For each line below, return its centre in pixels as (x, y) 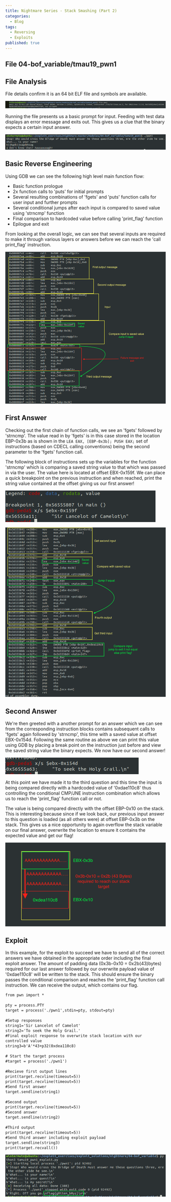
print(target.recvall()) (32, 1148)
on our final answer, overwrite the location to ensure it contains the (76, 830)
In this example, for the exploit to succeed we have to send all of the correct (85, 953)
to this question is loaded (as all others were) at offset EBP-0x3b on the (80, 819)
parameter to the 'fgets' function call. (44, 452)
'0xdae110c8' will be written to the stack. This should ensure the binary (80, 974)
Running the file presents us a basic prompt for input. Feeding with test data (85, 116)
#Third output (20, 1128)
